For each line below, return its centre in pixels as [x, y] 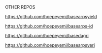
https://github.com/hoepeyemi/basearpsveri [50, 45]
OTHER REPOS [20, 7]
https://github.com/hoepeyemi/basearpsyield [51, 16]
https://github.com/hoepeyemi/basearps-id [49, 26]
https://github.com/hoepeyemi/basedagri [47, 36]
